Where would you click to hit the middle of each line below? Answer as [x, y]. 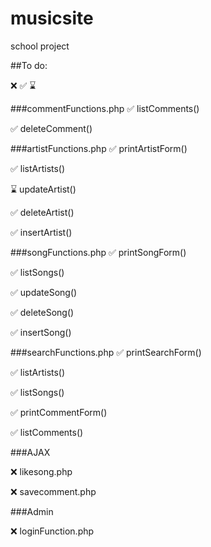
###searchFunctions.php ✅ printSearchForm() [106, 352]
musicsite [52, 18]
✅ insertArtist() [41, 232]
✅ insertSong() [41, 332]
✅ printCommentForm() [59, 412]
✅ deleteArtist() [42, 212]
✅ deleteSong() [42, 312]
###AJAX [30, 452]
